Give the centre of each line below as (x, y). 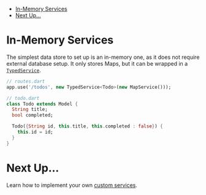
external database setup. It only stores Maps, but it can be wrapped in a (97, 63)
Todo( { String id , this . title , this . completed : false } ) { (88, 126)
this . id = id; (35, 132)
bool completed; (32, 115)
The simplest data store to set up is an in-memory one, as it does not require (103, 57)
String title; (30, 110)
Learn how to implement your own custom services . (72, 185)
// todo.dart (23, 98)
